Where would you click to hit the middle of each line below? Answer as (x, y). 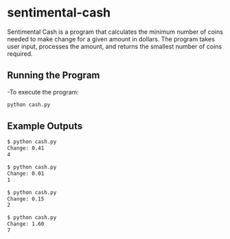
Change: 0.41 (26, 148)
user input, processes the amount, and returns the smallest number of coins (114, 46)
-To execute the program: (43, 92)
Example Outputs (45, 126)
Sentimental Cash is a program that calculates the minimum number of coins (115, 32)
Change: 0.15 (26, 199)
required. (20, 54)
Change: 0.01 (26, 174)
